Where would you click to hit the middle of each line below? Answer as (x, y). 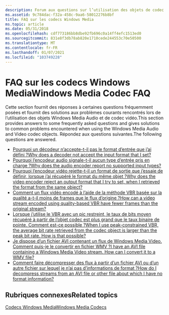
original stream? (29, 209)
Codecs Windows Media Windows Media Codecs (56, 307)
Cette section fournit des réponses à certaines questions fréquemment (79, 107)
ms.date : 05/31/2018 (27, 29)
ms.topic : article (25, 24)
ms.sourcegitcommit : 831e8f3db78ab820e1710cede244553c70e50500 (73, 39)
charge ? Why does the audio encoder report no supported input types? (87, 166)
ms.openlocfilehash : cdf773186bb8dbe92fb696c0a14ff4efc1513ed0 (73, 34)
